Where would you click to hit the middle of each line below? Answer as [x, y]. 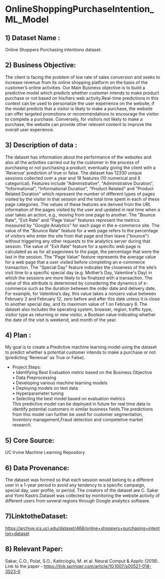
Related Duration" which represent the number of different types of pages [80, 194]
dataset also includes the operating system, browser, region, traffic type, [79, 309]
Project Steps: [26, 367]
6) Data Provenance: [37, 468]
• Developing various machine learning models [60, 383]
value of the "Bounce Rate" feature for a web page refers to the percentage [82, 230]
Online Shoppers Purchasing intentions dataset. [53, 50]
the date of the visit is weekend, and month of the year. [61, 320]
